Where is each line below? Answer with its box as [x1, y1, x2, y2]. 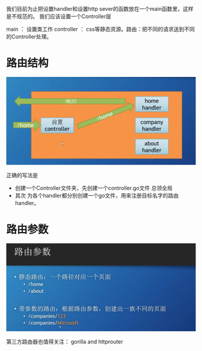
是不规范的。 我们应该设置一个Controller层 [6, 13, 112, 20]
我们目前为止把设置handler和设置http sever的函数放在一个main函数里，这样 [6, 5, 194, 12]
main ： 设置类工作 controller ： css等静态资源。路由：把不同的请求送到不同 [6, 26, 195, 32]
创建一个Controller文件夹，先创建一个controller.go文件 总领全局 [14, 185, 173, 192]
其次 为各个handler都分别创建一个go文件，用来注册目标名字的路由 [14, 192, 179, 200]
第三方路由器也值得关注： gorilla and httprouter [6, 338, 123, 346]
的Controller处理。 [6, 33, 52, 40]
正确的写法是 [6, 172, 38, 179]
